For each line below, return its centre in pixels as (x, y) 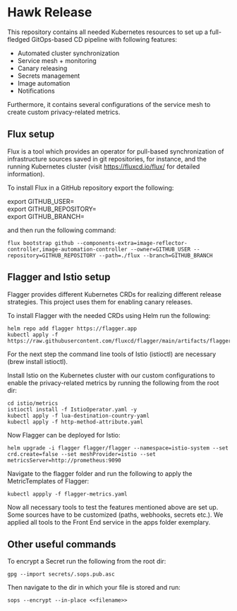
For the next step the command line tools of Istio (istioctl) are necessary (112, 354)
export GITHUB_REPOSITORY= (52, 209)
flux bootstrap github (41, 243)
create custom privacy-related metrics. (64, 112)
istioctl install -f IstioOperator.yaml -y (72, 409)
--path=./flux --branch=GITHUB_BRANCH (156, 256)
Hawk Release (50, 12)
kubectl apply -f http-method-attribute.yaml (75, 422)
